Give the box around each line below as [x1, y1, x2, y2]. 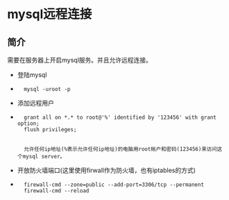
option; [17, 120, 40, 127]
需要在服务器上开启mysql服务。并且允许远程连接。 [7, 56, 153, 64]
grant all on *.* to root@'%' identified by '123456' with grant [24, 114, 217, 121]
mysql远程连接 [7, 6, 92, 22]
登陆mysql [17, 71, 47, 78]
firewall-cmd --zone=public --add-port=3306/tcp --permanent [24, 181, 205, 188]
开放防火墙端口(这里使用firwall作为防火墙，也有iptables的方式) [17, 166, 196, 174]
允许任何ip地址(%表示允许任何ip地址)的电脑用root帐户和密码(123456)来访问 [24, 146, 217, 153]
